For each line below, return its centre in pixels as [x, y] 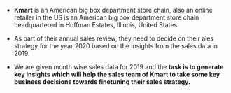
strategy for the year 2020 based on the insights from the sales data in [116, 46]
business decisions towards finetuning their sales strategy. [102, 82]
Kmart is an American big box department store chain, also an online [113, 10]
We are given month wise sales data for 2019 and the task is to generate [119, 67]
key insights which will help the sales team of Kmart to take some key [117, 74]
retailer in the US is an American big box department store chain [106, 17]
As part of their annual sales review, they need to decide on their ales [114, 38]
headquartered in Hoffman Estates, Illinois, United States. [97, 25]
